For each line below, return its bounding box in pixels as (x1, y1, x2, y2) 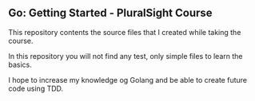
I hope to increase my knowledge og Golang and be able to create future (8, 75, 248, 84)
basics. (8, 60, 32, 69)
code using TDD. (8, 84, 64, 93)
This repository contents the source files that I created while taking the (8, 27, 241, 37)
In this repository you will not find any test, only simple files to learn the (8, 51, 243, 60)
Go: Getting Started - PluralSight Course (8, 6, 213, 20)
